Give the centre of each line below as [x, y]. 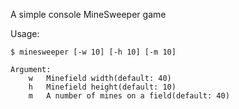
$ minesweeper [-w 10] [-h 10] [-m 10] [93, 52]
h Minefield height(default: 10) [102, 87]
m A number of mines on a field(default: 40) [129, 96]
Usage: [25, 33]
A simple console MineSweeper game [88, 14]
